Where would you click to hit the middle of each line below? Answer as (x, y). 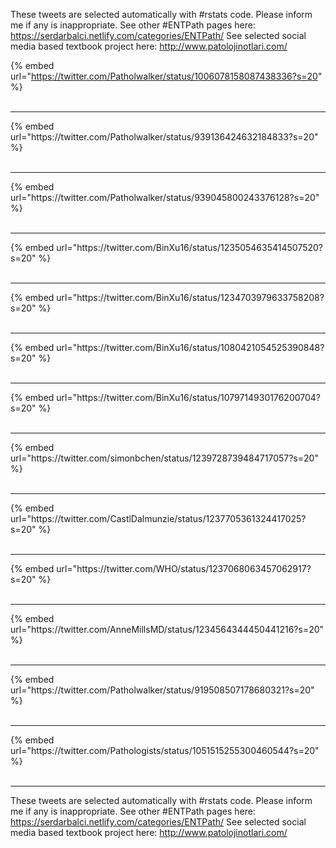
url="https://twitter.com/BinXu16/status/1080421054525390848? (190, 347)
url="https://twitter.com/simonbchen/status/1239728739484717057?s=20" (164, 458)
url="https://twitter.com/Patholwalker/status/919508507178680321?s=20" (162, 690)
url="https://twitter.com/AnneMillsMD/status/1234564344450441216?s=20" (167, 629)
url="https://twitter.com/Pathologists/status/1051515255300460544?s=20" (165, 750)
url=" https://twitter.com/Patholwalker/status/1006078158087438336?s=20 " (166, 76)
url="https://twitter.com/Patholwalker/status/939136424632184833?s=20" (164, 137)
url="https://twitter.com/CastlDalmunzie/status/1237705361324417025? (158, 518)
